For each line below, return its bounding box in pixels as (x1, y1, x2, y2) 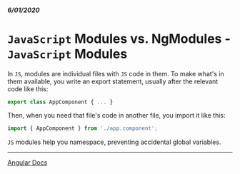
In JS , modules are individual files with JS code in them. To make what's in (7, 69, 225, 78)
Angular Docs (7, 158, 48, 167)
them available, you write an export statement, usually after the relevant (7, 77, 219, 86)
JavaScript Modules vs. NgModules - (7, 31, 231, 46)
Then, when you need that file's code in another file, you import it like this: (7, 111, 226, 120)
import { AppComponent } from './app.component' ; (7, 125, 159, 132)
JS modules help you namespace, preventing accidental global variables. (7, 138, 221, 146)
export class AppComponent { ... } (7, 98, 114, 106)
